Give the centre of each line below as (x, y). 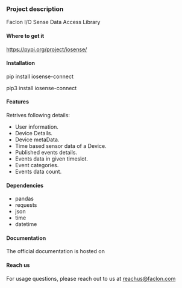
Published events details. (46, 152)
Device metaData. (37, 139)
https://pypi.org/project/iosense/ (47, 49)
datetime (26, 224)
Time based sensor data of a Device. (61, 146)
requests (26, 205)
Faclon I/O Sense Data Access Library (53, 22)
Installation (20, 63)
